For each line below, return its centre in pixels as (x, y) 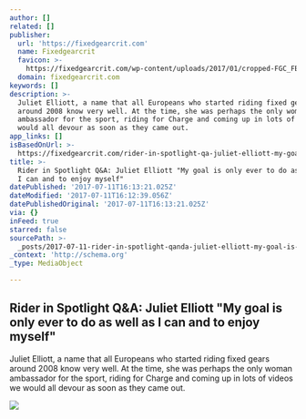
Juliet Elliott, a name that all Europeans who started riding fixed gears (140, 358)
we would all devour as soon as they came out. (97, 387)
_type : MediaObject (46, 264)
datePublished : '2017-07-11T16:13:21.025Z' (93, 188)
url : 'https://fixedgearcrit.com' (83, 43)
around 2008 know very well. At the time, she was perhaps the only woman (151, 368)
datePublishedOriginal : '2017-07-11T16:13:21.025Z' (109, 204)
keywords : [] (34, 86)
